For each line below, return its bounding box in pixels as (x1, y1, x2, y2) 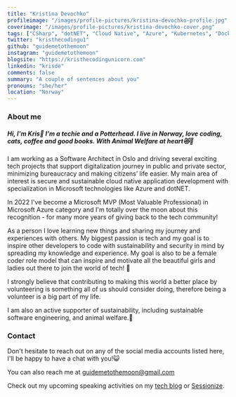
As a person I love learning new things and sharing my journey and (7, 226, 201, 235)
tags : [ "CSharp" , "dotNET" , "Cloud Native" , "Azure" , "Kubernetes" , (7, 30, 212, 37)
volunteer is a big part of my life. (7, 292, 101, 301)
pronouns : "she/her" (7, 82, 68, 89)
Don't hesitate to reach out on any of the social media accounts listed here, (7, 347, 225, 356)
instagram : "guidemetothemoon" (7, 50, 99, 57)
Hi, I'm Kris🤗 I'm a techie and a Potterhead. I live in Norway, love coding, (7, 129, 223, 138)
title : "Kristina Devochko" (7, 10, 90, 18)
